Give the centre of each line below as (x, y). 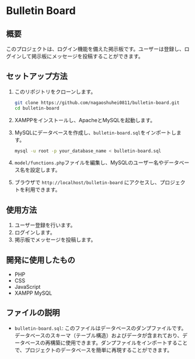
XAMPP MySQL (33, 293)
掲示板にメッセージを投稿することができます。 (87, 56)
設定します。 (45, 170)
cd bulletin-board (37, 108)
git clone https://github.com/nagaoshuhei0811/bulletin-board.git (97, 103)
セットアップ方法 (37, 76)
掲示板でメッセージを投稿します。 (55, 240)
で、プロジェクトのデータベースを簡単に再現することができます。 (93, 350)
